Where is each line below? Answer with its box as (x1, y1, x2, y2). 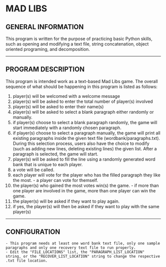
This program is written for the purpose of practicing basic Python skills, (5, 36, 153, 42)
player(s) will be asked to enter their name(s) (12, 103, 104, 109)
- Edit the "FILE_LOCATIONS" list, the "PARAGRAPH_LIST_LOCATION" (5, 249, 145, 255)
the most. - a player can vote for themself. (12, 177, 98, 183)
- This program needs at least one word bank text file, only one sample (5, 241, 161, 246)
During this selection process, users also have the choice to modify (12, 140, 150, 146)
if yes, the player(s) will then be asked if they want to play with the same (12, 203, 160, 209)
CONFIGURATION (5, 228, 61, 236)
